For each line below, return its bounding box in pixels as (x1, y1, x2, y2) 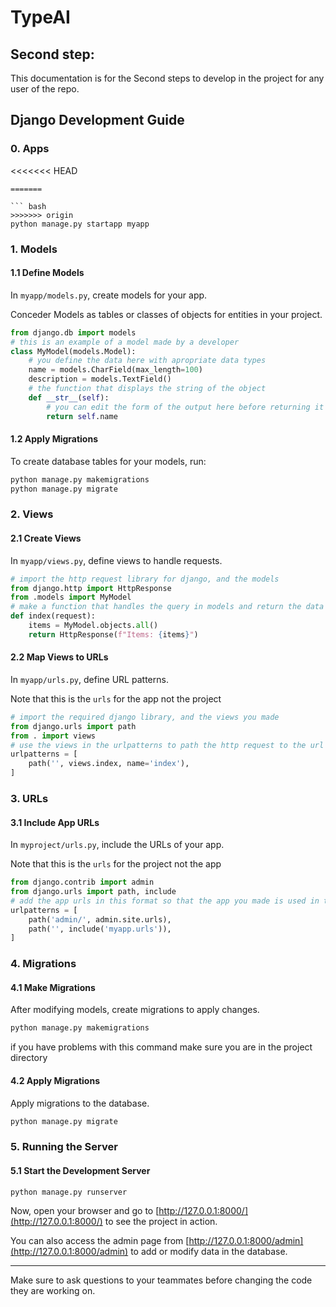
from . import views (10, 731, 97, 741)
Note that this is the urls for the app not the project (10, 692, 222, 705)
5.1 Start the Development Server (10, 1164, 151, 1176)
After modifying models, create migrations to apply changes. (10, 1004, 260, 1016)
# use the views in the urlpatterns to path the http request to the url (10, 740, 325, 750)
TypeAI (10, 6, 71, 29)
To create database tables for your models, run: (10, 455, 207, 467)
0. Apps (10, 142, 50, 156)
